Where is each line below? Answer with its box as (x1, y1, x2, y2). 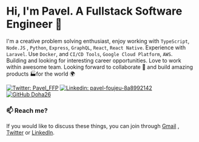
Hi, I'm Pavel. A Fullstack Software (6, 4, 183, 18)
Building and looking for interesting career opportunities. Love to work (6, 57, 181, 64)
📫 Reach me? (6, 106, 48, 115)
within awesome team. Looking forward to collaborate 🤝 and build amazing (6, 63, 193, 71)
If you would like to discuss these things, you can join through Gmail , (6, 122, 180, 130)
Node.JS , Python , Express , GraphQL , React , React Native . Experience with (6, 44, 186, 51)
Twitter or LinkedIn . (6, 129, 55, 137)
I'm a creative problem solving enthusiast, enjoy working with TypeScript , (6, 37, 190, 44)
